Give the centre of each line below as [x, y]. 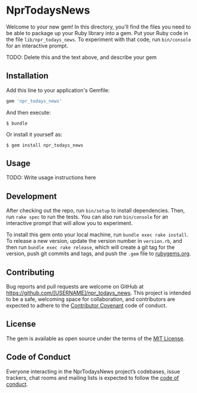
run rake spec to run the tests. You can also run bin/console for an [87, 217]
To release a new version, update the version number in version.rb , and [94, 241]
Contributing [30, 272]
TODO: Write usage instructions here [51, 178]
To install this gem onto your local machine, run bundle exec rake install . [97, 234]
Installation [27, 76]
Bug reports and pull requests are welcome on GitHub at [75, 287]
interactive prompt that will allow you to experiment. [69, 223]
